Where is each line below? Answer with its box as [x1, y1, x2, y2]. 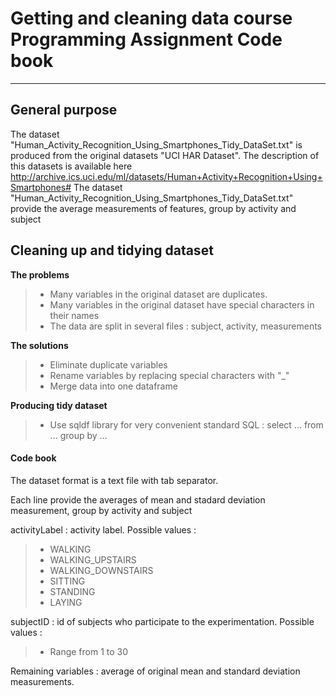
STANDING [49, 585, 96, 597]
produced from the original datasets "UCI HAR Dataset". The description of [10, 149, 320, 161]
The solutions [10, 339, 69, 351]
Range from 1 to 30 [49, 645, 129, 657]
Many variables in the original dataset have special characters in [49, 298, 315, 311]
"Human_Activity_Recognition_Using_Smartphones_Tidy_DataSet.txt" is [10, 138, 303, 151]
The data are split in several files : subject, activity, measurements [49, 320, 322, 332]
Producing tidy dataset [10, 399, 108, 411]
